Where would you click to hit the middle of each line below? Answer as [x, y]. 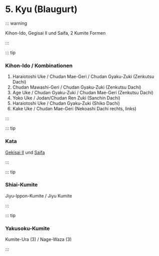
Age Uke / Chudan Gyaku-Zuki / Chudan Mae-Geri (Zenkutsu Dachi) [83, 93]
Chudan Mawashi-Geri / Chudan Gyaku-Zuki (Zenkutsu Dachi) [77, 87]
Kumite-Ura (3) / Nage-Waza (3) [38, 239]
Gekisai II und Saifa [25, 152]
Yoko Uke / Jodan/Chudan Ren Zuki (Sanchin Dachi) [66, 98]
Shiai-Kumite [22, 185]
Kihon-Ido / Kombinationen [39, 66]
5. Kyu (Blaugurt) [41, 9]
